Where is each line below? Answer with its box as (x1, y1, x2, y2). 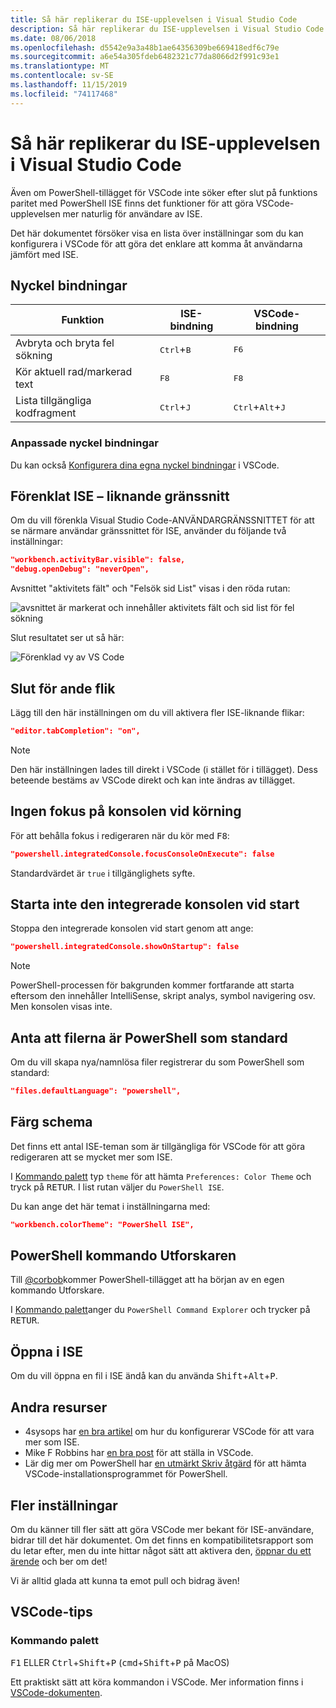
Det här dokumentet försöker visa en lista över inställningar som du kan (10, 227, 304, 239)
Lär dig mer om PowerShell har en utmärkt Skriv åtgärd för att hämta (24, 1457, 307, 1470)
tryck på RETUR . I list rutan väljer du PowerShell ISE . (10, 1181, 225, 1193)
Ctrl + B (159, 342, 192, 356)
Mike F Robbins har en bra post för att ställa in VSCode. (24, 1447, 254, 1459)
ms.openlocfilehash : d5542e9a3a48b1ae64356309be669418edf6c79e (10, 42, 280, 53)
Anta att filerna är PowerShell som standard (10, 1029, 288, 1046)
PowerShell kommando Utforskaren (10, 1247, 237, 1265)
